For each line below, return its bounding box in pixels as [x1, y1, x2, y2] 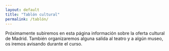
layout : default [5, 7, 39, 12]
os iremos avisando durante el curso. [5, 41, 82, 47]
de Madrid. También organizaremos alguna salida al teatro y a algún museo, [5, 35, 163, 41]
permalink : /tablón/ [5, 16, 49, 21]
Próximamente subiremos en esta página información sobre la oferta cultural [5, 30, 165, 36]
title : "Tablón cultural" [5, 12, 60, 17]
